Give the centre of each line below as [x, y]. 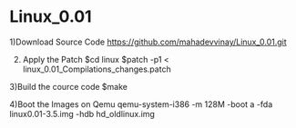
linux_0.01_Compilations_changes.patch [97, 69]
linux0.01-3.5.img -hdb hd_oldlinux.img [82, 113]
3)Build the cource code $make [68, 86]
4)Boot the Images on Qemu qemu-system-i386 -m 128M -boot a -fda [141, 104]
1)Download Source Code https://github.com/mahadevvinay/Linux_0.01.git [148, 42]
